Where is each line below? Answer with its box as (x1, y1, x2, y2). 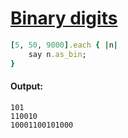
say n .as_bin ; (28, 49, 87, 59)
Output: (10, 80, 43, 92)
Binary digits (10, 7, 118, 30)
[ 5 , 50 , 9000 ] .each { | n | (10, 40, 118, 50)
